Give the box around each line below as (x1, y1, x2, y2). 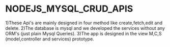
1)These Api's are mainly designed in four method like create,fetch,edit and (5, 20, 163, 26)
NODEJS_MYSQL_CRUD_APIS (5, 3, 133, 15)
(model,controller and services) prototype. (5, 36, 94, 42)
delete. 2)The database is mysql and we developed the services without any (5, 25, 165, 31)
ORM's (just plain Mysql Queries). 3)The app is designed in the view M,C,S (5, 30, 162, 36)
